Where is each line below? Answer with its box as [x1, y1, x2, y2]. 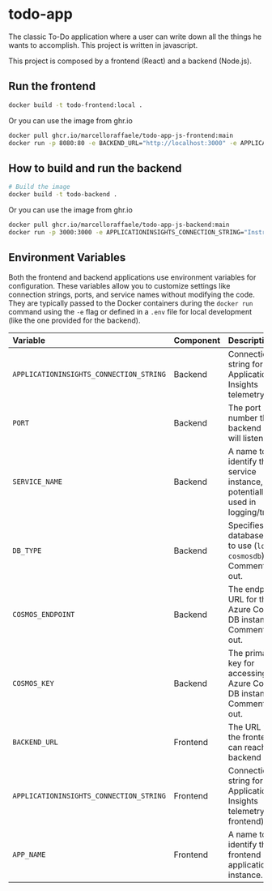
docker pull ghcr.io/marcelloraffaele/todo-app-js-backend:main [8, 221, 230, 229]
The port [227, 402, 261, 413]
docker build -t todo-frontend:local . [8, 101, 143, 109]
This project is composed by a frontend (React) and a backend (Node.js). [8, 56, 253, 66]
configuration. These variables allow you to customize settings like [8, 281, 231, 290]
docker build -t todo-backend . [8, 191, 117, 199]
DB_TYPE [12, 546, 42, 555]
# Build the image [8, 183, 70, 191]
